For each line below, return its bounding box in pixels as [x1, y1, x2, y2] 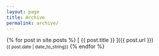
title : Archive [6, 14, 45, 20]
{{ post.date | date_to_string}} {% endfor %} [6, 43, 105, 50]
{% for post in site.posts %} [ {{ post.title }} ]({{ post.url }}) [6, 37, 154, 44]
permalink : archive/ [6, 20, 59, 26]
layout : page [6, 8, 40, 15]
